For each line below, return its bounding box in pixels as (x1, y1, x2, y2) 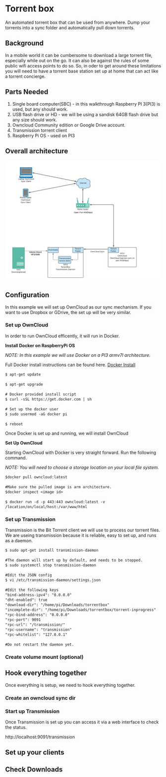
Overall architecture (5, 147, 68, 155)
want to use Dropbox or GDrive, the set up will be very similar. (5, 309, 131, 315)
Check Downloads (5, 765, 63, 774)
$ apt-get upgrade (5, 382, 43, 387)
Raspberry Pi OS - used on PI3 (12, 132, 75, 138)
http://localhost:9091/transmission (5, 734, 75, 740)
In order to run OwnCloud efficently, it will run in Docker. (5, 333, 120, 339)
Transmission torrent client (12, 127, 67, 133)
